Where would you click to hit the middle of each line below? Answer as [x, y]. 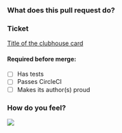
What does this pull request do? [61, 10]
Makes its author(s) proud [53, 89]
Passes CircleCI [39, 82]
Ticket [18, 28]
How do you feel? [37, 108]
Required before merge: [42, 59]
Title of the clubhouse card [45, 44]
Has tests [30, 74]
